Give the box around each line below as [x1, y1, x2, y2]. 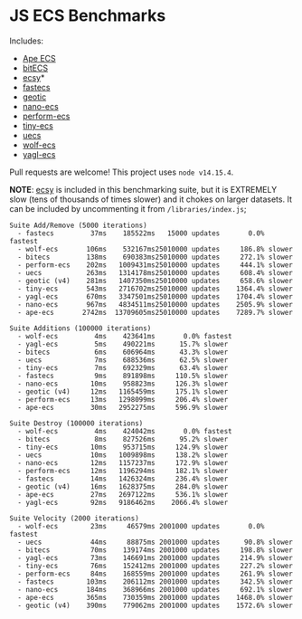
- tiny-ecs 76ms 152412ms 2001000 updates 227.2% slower [17, 561, 294, 570]
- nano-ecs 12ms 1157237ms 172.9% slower [17, 458, 229, 467]
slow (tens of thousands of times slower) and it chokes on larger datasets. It [9, 194, 292, 205]
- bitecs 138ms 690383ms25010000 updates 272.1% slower [17, 252, 294, 262]
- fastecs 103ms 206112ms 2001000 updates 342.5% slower [17, 576, 294, 586]
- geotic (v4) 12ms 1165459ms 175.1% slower [17, 386, 229, 396]
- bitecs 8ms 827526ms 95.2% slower [17, 434, 229, 443]
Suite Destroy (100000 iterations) [9, 418, 144, 428]
